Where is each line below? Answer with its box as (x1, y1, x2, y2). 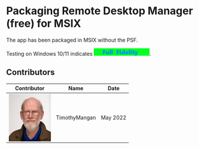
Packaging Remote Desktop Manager (6, 4, 193, 18)
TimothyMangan (55, 114, 96, 121)
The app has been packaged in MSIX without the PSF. (6, 36, 138, 43)
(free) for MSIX (6, 17, 81, 30)
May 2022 (100, 114, 127, 121)
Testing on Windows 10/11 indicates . (6, 50, 151, 57)
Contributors (6, 67, 55, 78)
